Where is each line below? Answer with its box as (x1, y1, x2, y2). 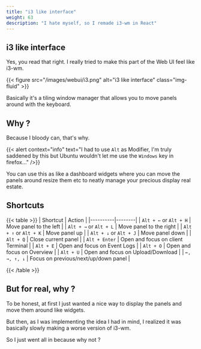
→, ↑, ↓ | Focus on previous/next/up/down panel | (6, 255, 130, 262)
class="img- (157, 76, 187, 84)
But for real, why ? (6, 284, 76, 294)
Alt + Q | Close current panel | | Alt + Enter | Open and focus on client (6, 235, 183, 242)
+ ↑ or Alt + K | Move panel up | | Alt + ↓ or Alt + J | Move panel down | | (6, 229, 192, 236)
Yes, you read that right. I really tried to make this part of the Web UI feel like (6, 58, 195, 66)
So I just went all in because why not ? (6, 336, 101, 343)
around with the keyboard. (6, 100, 71, 108)
